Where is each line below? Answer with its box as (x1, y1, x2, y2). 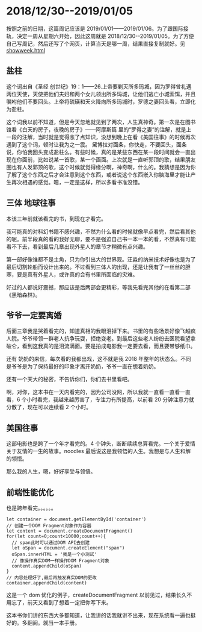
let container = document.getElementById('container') (6, 516, 147, 522)
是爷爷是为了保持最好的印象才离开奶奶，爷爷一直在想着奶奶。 (6, 363, 159, 370)
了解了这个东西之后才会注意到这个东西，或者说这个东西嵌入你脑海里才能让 (6, 171, 191, 178)
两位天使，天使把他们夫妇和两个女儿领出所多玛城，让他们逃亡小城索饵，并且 (6, 90, 196, 98)
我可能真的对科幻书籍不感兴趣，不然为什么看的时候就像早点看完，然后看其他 (6, 228, 196, 235)
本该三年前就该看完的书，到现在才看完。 (6, 215, 106, 222)
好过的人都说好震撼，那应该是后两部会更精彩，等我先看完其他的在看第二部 (6, 283, 191, 290)
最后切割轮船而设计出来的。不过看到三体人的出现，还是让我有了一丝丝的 (6, 263, 185, 271)
